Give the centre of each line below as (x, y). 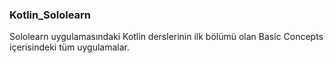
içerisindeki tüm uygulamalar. (70, 47)
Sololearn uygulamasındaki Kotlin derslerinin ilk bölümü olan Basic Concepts (166, 37)
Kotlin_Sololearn (50, 15)
